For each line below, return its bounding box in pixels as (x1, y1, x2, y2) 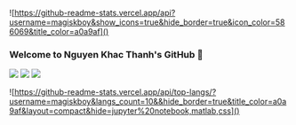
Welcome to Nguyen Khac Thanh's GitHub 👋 (9, 48, 204, 60)
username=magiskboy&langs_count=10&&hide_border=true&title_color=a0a (9, 97, 287, 107)
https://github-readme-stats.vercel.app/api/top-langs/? (14, 87, 217, 98)
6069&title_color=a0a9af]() (9, 27, 109, 36)
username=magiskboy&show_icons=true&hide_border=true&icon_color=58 (9, 17, 285, 27)
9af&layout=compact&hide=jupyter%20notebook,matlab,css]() (9, 105, 240, 116)
